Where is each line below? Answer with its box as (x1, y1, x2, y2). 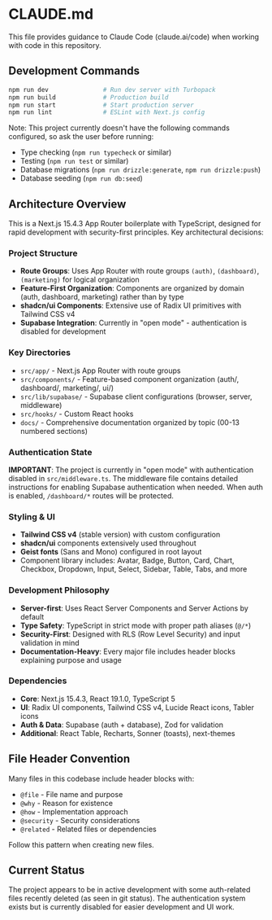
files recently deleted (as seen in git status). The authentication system (8, 893, 246, 904)
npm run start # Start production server (8, 101, 195, 109)
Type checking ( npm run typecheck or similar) (19, 147, 172, 157)
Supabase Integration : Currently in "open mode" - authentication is (19, 318, 248, 328)
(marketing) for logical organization (19, 274, 140, 285)
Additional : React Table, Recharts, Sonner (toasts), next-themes (19, 728, 235, 738)
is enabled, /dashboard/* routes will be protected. (8, 490, 175, 501)
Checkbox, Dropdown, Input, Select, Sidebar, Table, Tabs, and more (19, 564, 248, 574)
